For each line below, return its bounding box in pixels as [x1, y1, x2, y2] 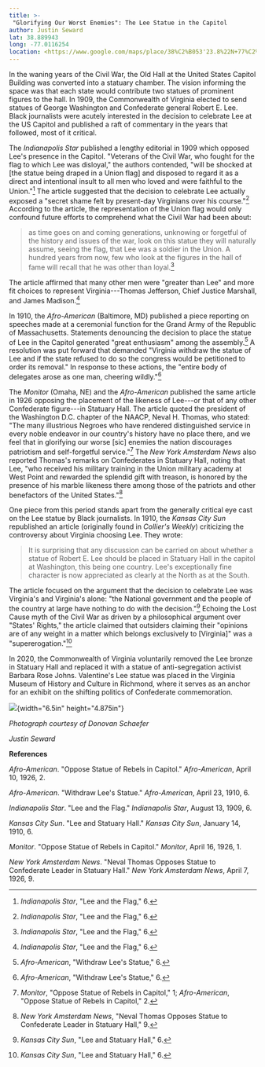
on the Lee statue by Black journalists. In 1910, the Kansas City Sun [9, 514, 226, 523]
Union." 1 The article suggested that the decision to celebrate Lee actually [9, 185, 246, 196]
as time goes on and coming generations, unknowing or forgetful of [28, 228, 247, 237]
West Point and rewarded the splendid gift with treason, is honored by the [9, 472, 248, 482]
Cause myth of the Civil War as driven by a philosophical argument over [9, 612, 241, 621]
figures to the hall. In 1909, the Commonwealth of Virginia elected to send [9, 95, 247, 104]
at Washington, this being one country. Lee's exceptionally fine [28, 563, 233, 572]
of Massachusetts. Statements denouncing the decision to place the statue [9, 328, 252, 337]
